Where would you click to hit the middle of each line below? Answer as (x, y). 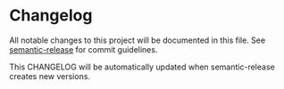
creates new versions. (50, 76)
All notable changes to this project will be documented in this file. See (138, 40)
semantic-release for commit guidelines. (84, 49)
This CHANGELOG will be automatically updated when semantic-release (142, 67)
